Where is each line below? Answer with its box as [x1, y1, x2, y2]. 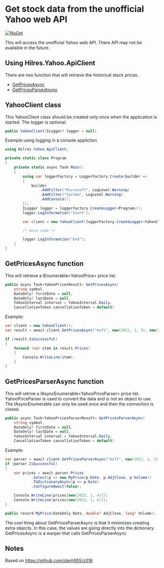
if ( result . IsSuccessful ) [5, 337, 58, 342]
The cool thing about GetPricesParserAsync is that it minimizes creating [5, 519, 150, 525]
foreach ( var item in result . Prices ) [14, 346, 91, 351]
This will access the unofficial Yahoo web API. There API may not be [5, 39, 143, 45]
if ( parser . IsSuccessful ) [5, 461, 58, 466]
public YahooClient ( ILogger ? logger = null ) [5, 128, 97, 133]
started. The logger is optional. [5, 119, 67, 125]
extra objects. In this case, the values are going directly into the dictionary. [5, 525, 155, 531]
